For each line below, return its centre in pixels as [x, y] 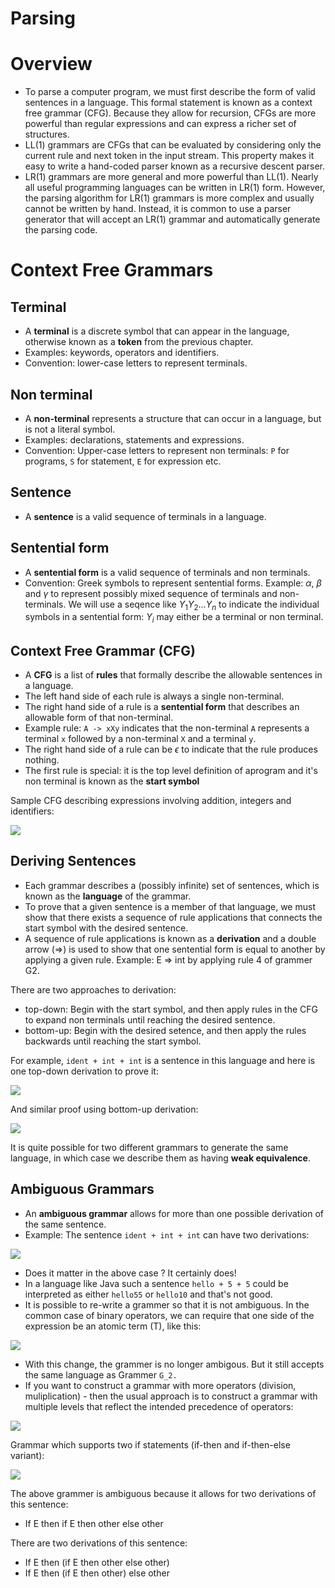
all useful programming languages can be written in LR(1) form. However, [175, 188]
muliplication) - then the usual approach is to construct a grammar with [171, 1396]
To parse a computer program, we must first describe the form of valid [170, 92]
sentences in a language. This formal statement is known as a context [168, 103]
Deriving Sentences [73, 861]
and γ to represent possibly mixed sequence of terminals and [151, 593]
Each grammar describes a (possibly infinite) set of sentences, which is [172, 885]
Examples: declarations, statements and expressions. [134, 439]
